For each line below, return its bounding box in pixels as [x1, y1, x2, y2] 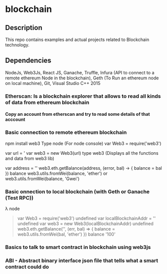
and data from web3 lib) [5, 155, 55, 161]
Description [5, 23, 42, 32]
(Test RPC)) [5, 194, 34, 201]
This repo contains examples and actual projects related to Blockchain [5, 36, 150, 42]
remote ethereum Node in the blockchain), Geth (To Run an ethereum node [5, 75, 159, 81]
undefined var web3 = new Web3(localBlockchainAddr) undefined [17, 221, 154, 227]
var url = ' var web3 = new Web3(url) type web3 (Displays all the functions [5, 150, 159, 156]
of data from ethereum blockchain [5, 99, 90, 106]
